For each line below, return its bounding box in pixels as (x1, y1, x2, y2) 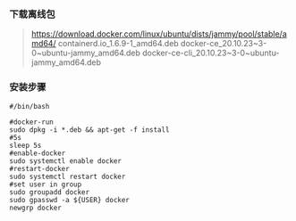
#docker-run (9, 118, 54, 127)
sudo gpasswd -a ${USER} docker (9, 195, 130, 204)
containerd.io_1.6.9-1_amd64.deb (57, 38, 179, 49)
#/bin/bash (9, 102, 50, 110)
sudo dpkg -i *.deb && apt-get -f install (9, 125, 170, 135)
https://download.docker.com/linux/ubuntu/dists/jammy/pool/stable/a (30, 29, 288, 39)
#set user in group (9, 180, 82, 189)
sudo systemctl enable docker (9, 156, 123, 166)
